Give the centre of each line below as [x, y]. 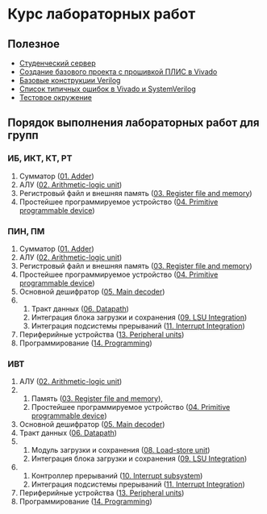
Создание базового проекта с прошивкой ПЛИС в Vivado [118, 72]
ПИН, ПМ [26, 231]
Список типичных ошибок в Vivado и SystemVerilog [107, 89]
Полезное [34, 44]
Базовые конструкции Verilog [70, 80]
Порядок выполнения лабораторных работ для [133, 123]
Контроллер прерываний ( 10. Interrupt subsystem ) [117, 476]
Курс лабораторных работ [102, 14]
